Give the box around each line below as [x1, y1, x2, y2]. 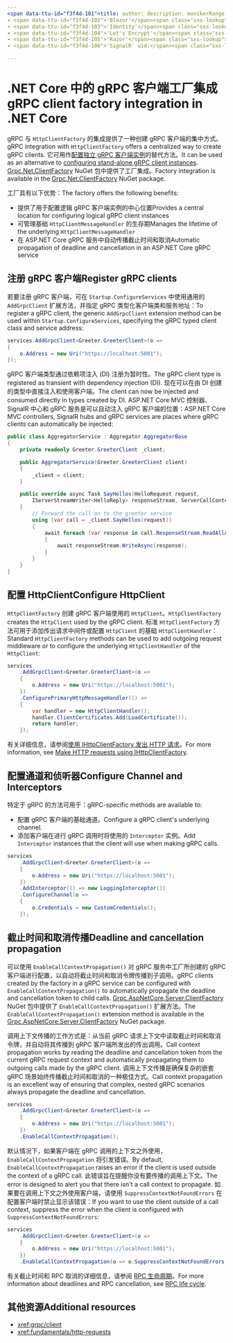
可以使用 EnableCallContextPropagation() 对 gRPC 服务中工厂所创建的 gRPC [7, 962, 226, 971]
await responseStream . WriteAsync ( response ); [56, 543, 188, 550]
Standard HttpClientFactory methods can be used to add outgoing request [7, 634, 222, 643]
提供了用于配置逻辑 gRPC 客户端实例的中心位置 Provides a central [17, 203, 205, 212]
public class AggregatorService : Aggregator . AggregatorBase [7, 434, 188, 440]
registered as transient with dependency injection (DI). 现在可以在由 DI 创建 [7, 379, 223, 387]
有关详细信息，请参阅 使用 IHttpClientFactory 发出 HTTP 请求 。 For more [7, 741, 212, 749]
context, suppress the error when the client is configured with [7, 1205, 184, 1213]
